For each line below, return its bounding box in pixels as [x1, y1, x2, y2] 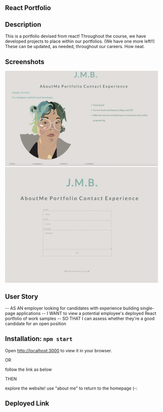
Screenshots [5, 58, 45, 66]
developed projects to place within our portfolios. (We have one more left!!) [5, 38, 155, 44]
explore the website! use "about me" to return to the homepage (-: [5, 385, 138, 391]
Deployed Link [5, 399, 49, 408]
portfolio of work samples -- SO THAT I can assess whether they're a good [5, 315, 155, 322]
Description [5, 20, 41, 29]
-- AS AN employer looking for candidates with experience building [5, 305, 139, 311]
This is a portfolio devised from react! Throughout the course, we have [5, 33, 147, 39]
